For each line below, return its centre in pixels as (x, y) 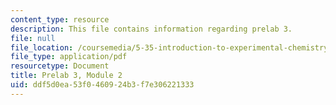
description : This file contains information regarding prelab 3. (151, 29)
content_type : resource (60, 19)
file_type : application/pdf (69, 57)
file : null (33, 38)
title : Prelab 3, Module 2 (66, 76)
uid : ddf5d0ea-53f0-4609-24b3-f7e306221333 (102, 85)
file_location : (42, 47)
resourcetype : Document (60, 66)
